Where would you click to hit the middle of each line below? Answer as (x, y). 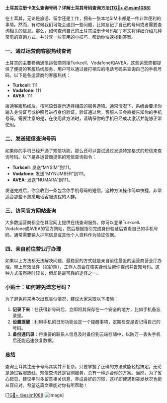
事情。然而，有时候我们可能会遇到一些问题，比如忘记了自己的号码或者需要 (81, 25)
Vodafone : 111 (27, 90)
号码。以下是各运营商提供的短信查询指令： (53, 157)
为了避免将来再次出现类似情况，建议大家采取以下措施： (62, 299)
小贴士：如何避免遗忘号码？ (38, 287)
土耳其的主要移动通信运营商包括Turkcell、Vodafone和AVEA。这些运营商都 (81, 63)
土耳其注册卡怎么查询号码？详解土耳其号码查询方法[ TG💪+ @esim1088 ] (78, 8)
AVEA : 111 (22, 96)
